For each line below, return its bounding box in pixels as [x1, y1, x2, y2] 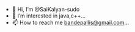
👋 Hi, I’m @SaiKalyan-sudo [12, 6, 80, 13]
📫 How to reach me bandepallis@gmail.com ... [12, 19, 130, 26]
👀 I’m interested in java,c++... [12, 12, 86, 19]
